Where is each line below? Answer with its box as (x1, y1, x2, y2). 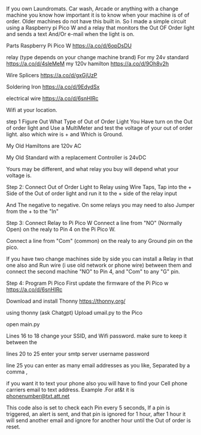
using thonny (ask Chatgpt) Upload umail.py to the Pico (6, 309, 142, 316)
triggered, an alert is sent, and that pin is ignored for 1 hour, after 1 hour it (6, 410, 186, 418)
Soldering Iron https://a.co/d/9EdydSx (6, 83, 100, 90)
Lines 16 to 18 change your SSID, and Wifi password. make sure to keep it (6, 332, 187, 339)
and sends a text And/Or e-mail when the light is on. (6, 31, 135, 38)
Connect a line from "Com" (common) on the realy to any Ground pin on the (6, 238, 193, 244)
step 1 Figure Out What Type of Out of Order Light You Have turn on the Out (6, 118, 193, 125)
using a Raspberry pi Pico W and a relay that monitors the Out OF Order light (6, 24, 194, 31)
